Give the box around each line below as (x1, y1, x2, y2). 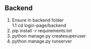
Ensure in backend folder (11, 17, 64, 23)
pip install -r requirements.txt (11, 27, 72, 34)
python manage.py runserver (11, 38, 72, 44)
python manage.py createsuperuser (11, 33, 86, 39)
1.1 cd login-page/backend (11, 22, 66, 28)
